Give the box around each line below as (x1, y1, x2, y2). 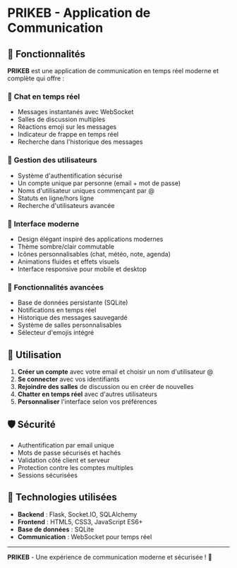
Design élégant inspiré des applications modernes (17, 235, 164, 243)
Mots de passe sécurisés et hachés (17, 448, 121, 457)
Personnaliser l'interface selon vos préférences (17, 397, 157, 406)
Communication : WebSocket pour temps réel (17, 532, 152, 541)
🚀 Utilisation (7, 349, 62, 361)
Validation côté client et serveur (17, 456, 111, 464)
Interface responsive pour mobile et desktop (17, 264, 147, 273)
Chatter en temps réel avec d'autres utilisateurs (17, 390, 157, 398)
